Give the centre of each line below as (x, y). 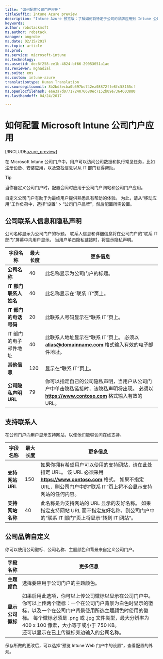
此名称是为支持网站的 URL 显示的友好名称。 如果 (96, 503)
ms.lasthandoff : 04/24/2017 (33, 96)
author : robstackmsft (27, 28)
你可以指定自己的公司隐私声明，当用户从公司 (96, 381)
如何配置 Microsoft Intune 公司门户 (75, 126)
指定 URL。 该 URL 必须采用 (72, 472)
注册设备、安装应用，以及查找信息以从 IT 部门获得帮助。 (61, 168)
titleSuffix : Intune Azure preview (41, 14)
